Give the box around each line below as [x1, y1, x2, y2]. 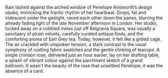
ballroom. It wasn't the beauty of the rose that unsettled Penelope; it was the [5, 62, 163, 68]
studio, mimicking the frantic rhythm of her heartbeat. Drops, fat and [5, 9, 146, 15]
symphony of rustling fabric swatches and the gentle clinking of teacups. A [5, 47, 160, 52]
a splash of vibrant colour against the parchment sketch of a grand [5, 57, 142, 63]
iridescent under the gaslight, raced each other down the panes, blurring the [5, 15, 163, 20]
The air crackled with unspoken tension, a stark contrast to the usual [5, 41, 146, 47]
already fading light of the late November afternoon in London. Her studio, [5, 20, 158, 26]
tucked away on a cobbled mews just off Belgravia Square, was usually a [5, 25, 155, 31]
